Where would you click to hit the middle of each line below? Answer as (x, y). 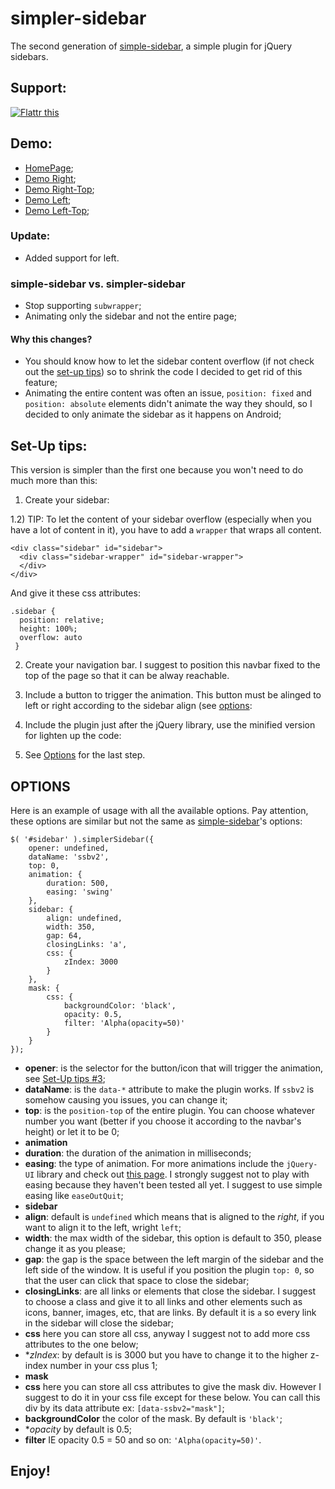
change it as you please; (75, 1248)
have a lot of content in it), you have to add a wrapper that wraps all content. (166, 530)
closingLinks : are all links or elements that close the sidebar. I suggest (170, 1291)
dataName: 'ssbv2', (69, 857)
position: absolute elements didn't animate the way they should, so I (168, 404)
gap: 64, (64, 935)
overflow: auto (51, 638)
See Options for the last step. (85, 755)
